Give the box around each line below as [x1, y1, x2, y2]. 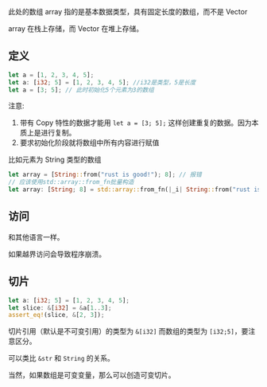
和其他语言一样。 [8, 232, 64, 241]
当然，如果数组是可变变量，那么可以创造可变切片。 [8, 370, 176, 380]
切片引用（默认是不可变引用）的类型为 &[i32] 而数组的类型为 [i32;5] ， [8, 326, 242, 336]
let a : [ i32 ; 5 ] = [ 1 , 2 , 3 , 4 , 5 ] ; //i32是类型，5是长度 [8, 78, 196, 86]
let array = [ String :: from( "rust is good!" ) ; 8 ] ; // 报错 [8, 170, 203, 179]
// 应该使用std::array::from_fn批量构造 [8, 178, 134, 186]
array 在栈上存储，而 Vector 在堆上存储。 [8, 24, 144, 33]
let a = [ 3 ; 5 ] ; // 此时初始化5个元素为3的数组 [8, 86, 155, 94]
